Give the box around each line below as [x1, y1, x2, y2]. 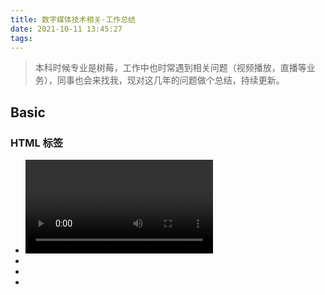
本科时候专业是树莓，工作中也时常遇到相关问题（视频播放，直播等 [34, 62, 307, 74]
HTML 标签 [10, 136, 64, 150]
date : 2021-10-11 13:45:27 [10, 24, 123, 34]
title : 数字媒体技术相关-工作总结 [10, 14, 136, 25]
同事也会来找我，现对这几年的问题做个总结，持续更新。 [56, 74, 285, 86]
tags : [10, 33, 33, 43]
